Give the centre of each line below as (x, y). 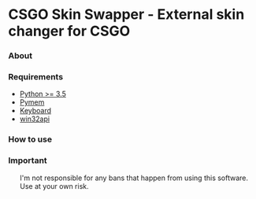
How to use (30, 139)
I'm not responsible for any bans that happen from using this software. (134, 178)
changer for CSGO (69, 31)
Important (28, 160)
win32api (34, 119)
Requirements (36, 77)
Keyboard (35, 111)
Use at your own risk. (54, 186)
